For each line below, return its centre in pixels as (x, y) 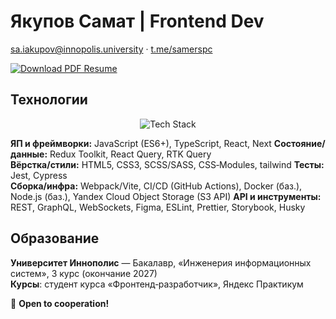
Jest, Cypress (39, 175)
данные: (29, 154)
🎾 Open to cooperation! (60, 303)
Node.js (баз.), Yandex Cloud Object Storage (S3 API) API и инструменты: (166, 196)
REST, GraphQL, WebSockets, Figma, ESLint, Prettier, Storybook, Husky (158, 207)
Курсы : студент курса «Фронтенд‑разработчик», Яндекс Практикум (157, 284)
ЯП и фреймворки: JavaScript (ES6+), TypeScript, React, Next (141, 143)
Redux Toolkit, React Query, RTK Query (130, 154)
